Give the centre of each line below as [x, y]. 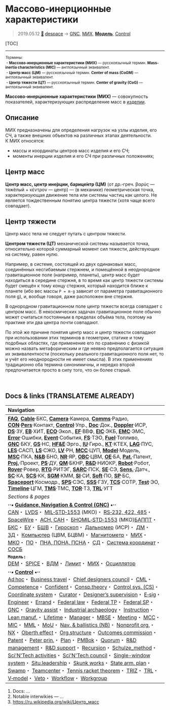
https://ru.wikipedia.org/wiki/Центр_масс [56, 702]
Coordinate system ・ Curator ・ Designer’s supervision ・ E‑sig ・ [84, 595]
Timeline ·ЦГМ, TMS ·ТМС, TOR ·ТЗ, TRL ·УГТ [60, 488]
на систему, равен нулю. [32, 255]
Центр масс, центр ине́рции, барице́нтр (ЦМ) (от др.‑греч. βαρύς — [80, 184]
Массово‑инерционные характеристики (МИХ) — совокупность [77, 96]
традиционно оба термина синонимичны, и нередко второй [70, 365]
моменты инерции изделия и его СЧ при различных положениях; [83, 156]
